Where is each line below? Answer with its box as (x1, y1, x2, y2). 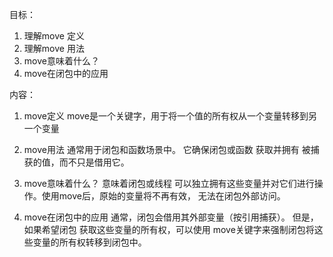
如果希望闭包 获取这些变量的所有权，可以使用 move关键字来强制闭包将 (23, 224, 315, 235)
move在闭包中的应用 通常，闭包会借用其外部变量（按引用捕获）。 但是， (23, 211, 319, 223)
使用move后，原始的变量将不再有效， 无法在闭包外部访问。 (41, 190, 286, 202)
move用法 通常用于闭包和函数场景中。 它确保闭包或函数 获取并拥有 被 (23, 144, 311, 155)
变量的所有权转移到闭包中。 (32, 236, 147, 248)
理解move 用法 (23, 43, 85, 54)
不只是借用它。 (67, 156, 130, 168)
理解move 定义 (23, 30, 85, 42)
